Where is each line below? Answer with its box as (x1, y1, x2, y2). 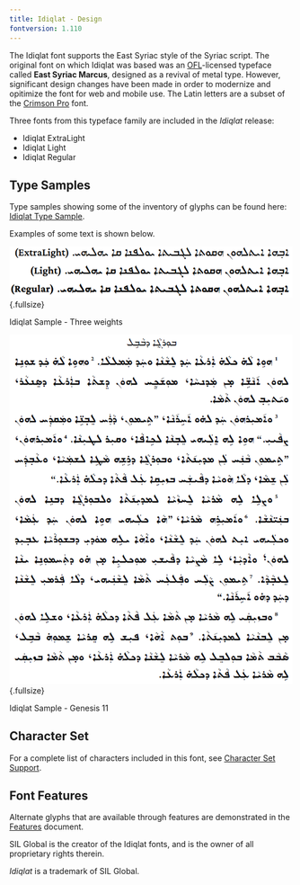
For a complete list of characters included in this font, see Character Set (9, 752, 276, 764)
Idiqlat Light (22, 142, 66, 153)
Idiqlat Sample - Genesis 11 (9, 702, 110, 713)
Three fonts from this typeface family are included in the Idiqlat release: (9, 115, 275, 126)
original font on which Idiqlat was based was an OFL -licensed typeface (9, 59, 272, 70)
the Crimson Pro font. (9, 97, 89, 108)
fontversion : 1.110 (9, 23, 83, 33)
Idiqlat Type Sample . (9, 211, 85, 222)
